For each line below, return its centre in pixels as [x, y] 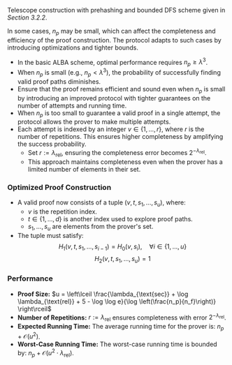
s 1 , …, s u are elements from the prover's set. [90, 227]
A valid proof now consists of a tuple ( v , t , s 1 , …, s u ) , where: [102, 203]
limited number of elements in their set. [84, 169]
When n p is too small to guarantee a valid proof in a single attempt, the [119, 113]
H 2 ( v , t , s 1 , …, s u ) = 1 [123, 260]
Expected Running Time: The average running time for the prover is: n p [121, 327]
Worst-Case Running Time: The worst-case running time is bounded [117, 344]
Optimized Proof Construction [59, 187]
